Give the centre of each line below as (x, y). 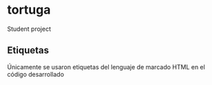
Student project (29, 29)
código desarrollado (35, 74)
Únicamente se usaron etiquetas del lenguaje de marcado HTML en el (106, 66)
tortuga (29, 10)
